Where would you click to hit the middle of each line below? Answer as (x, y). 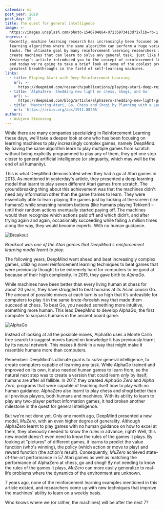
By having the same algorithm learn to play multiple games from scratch (77, 148)
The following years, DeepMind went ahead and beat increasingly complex (80, 259)
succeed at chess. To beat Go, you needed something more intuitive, (74, 305)
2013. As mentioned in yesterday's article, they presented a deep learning (79, 179)
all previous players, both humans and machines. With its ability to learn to (80, 396)
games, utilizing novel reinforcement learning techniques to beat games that (82, 264)
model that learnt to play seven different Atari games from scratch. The (76, 184)
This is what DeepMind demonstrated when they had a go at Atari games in (81, 173)
